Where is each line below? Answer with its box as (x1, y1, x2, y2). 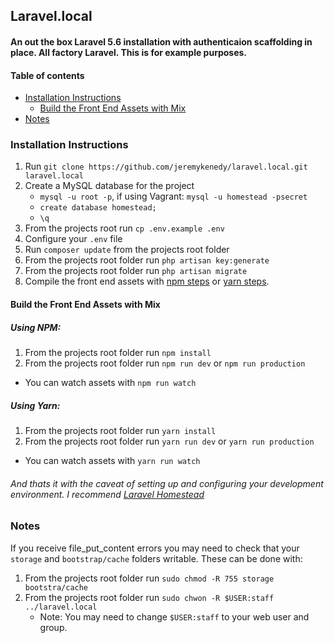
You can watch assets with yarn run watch (24, 455, 201, 467)
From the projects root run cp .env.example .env (24, 222, 225, 234)
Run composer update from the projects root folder (24, 244, 230, 256)
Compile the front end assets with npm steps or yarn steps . (24, 275, 270, 288)
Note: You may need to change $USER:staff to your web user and (39, 610, 310, 623)
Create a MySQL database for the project (24, 180, 195, 192)
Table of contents (10, 69, 85, 81)
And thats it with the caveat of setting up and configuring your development (10, 477, 324, 489)
